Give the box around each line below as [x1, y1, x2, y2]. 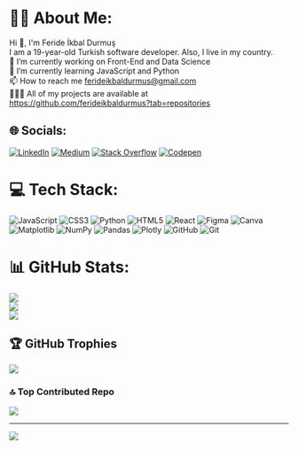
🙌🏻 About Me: [9, 8, 113, 28]
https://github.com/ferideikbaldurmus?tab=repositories [9, 97, 211, 108]
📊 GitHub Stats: [9, 257, 130, 277]
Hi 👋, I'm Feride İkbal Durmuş [9, 37, 116, 48]
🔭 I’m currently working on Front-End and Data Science [9, 56, 211, 66]
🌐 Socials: [9, 123, 67, 138]
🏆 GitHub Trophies [9, 337, 118, 352]
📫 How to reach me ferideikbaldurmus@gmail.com [9, 75, 197, 86]
